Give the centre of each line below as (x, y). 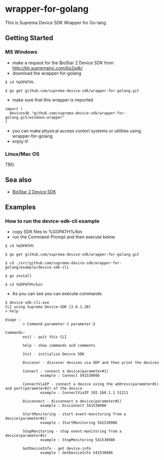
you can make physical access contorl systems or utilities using (77, 130)
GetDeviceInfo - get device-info (57, 449)
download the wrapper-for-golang (47, 73)
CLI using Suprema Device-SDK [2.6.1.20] (48, 307)
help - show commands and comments (59, 346)
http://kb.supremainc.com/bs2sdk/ (47, 68)
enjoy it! (20, 141)
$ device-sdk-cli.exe (27, 303)
